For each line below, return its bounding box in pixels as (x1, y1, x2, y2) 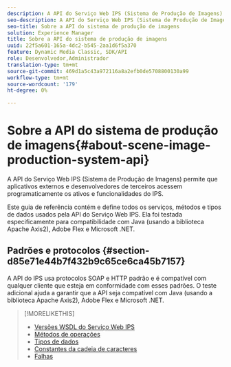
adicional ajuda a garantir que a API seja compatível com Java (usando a (7, 288, 213, 297)
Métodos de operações (34, 330, 101, 338)
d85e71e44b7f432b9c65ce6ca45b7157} (7, 256, 186, 268)
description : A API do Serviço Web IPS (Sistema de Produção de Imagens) (7, 10, 223, 17)
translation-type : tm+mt (7, 61, 78, 68)
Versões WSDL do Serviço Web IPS (34, 322, 135, 331)
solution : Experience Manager (7, 29, 94, 37)
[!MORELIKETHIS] (23, 309, 75, 317)
